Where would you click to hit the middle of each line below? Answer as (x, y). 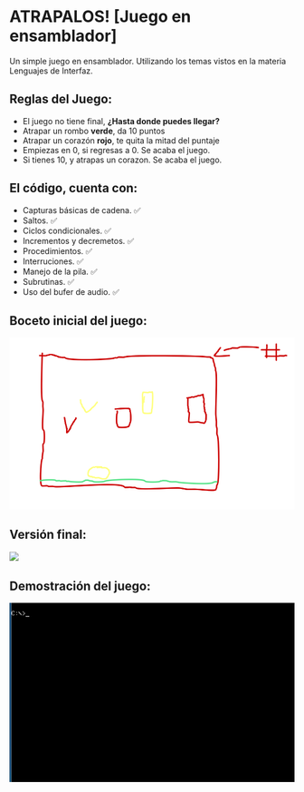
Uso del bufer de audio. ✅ (71, 291)
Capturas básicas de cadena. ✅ (81, 210)
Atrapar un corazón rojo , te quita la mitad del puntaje (121, 140)
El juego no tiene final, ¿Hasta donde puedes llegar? (121, 121)
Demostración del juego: (80, 586)
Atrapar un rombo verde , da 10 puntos (94, 131)
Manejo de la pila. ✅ (60, 271)
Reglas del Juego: (61, 99)
